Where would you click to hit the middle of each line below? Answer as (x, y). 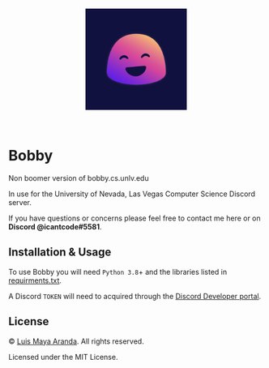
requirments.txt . (35, 280)
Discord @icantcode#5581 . (55, 226)
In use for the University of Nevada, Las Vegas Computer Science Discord (132, 194)
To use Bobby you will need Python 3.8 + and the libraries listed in (118, 272)
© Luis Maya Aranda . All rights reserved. (76, 341)
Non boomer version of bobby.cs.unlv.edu (79, 178)
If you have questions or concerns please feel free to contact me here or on (134, 218)
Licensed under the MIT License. (63, 357)
